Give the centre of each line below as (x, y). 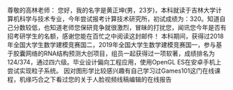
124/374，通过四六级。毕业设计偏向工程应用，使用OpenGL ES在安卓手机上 (114, 62)
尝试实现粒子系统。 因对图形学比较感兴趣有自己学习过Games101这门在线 (111, 71)
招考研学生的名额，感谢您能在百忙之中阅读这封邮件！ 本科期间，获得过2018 (115, 36)
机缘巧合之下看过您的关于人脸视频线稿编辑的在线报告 (95, 79)
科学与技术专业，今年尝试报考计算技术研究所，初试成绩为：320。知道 (120, 19)
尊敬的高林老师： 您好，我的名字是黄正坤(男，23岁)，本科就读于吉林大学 (112, 10)
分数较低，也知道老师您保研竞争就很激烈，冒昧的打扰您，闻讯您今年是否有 (120, 27)
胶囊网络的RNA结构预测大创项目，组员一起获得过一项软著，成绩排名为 (114, 53)
